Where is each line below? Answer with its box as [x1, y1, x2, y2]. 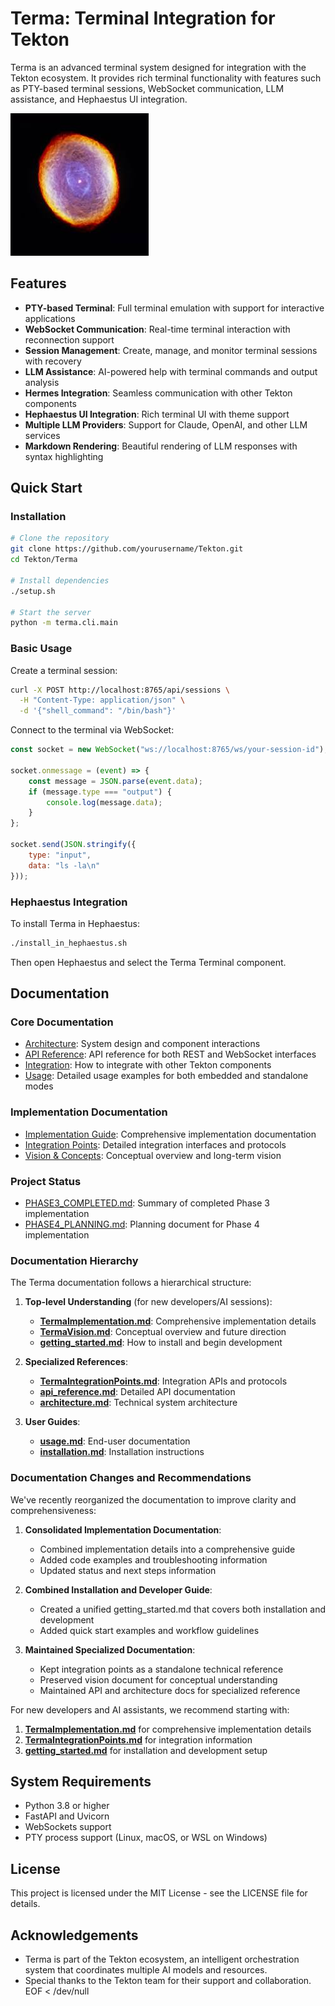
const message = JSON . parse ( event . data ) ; [28, 776, 203, 786]
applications [24, 312, 76, 324]
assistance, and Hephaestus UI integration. [10, 93, 188, 105]
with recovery [24, 355, 82, 367]
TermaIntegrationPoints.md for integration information [24, 1733, 253, 1746]
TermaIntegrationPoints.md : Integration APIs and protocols [39, 1375, 288, 1387]
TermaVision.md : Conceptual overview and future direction [39, 1326, 287, 1338]
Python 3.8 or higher [24, 1800, 110, 1812]
